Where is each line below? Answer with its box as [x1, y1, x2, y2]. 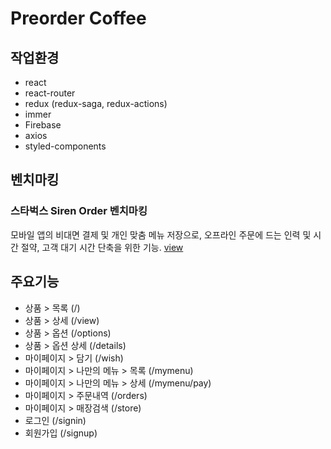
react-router [24, 87, 76, 99]
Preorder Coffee [10, 7, 147, 30]
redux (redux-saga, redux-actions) [24, 98, 168, 109]
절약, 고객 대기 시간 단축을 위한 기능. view [20, 241, 184, 253]
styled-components [24, 140, 107, 152]
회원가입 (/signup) [24, 427, 98, 439]
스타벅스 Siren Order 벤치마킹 [10, 204, 148, 218]
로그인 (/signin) [24, 414, 87, 426]
